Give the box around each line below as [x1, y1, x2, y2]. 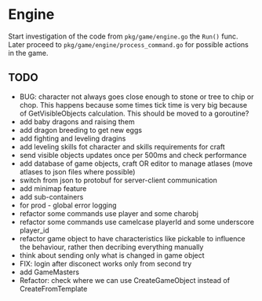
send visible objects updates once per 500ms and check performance [19, 150, 247, 160]
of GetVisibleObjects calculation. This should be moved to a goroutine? [19, 108, 249, 118]
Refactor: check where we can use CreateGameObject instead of [19, 275, 230, 284]
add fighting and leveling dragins [19, 134, 126, 143]
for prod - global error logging [19, 200, 117, 210]
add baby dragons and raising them [19, 116, 135, 127]
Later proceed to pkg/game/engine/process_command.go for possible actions [8, 39, 249, 49]
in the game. [8, 48, 49, 57]
